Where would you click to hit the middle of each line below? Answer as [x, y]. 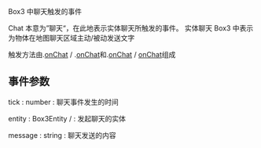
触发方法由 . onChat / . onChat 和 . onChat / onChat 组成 [92, 54]
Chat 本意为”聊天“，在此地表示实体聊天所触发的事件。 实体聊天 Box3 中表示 [131, 28]
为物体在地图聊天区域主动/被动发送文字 [72, 38]
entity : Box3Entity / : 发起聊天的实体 [67, 118]
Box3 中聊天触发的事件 [45, 11]
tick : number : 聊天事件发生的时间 [64, 102]
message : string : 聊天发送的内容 [62, 135]
